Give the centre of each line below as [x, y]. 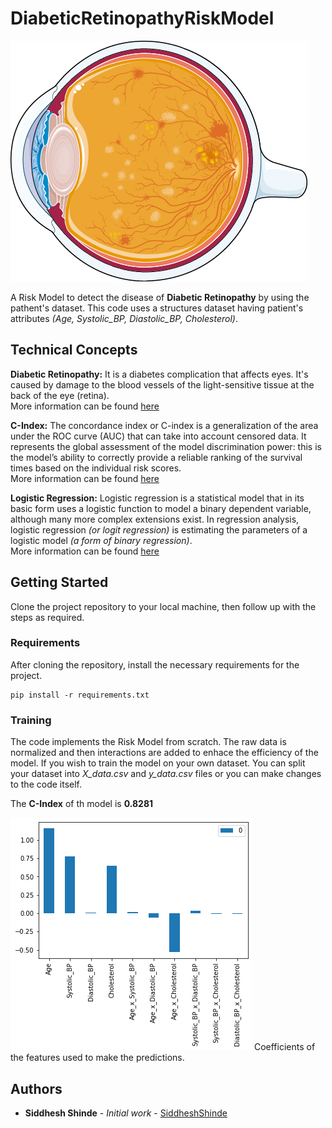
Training [31, 720]
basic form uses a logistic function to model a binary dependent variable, [161, 508]
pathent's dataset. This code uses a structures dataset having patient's [157, 308]
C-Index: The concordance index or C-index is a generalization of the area [164, 425]
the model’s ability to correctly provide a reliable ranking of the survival [156, 457]
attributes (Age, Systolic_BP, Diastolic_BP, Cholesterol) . [124, 318]
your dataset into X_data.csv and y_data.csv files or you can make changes [166, 774]
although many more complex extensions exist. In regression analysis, [155, 519]
